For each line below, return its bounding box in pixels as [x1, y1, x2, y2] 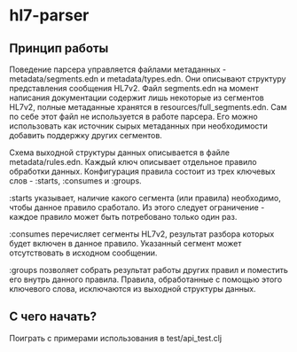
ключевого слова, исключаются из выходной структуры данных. [9, 284, 256, 293]
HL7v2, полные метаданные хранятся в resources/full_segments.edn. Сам [9, 102, 287, 112]
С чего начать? [9, 309, 98, 325]
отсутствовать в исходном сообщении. [9, 247, 158, 258]
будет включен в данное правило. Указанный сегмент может [9, 239, 242, 248]
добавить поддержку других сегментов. [9, 130, 162, 140]
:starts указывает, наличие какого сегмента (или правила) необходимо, [9, 192, 281, 203]
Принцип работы [9, 41, 109, 56]
